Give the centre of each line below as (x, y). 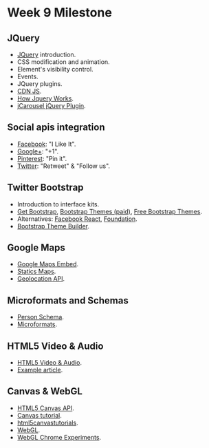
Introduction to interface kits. (58, 204)
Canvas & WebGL (45, 391)
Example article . (40, 370)
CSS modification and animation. (63, 62)
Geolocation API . (41, 279)
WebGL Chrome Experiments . (59, 437)
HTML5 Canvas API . (45, 408)
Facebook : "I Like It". (46, 144)
